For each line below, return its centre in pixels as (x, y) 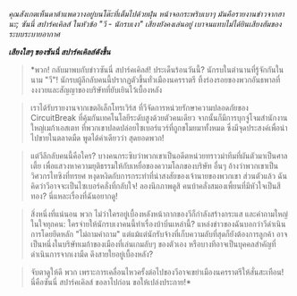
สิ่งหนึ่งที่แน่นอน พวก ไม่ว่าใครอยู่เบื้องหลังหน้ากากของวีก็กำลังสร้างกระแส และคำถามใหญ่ (159, 214)
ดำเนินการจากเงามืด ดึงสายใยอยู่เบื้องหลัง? (92, 254)
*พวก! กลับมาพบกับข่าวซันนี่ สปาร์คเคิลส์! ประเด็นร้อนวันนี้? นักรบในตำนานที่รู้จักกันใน (157, 70)
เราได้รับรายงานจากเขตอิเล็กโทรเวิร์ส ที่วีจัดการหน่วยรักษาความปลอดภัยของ (140, 108)
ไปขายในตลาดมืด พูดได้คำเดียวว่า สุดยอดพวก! (97, 138)
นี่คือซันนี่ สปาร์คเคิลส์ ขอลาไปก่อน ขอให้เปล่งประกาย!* (110, 282)
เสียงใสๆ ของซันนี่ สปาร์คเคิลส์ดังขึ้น (59, 52)
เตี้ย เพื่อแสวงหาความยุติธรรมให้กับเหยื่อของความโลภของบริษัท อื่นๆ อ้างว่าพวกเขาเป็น (154, 166)
